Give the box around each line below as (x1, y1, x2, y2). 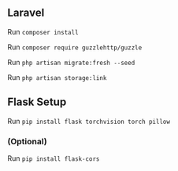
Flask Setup (7, 96, 67, 109)
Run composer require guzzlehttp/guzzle (7, 42, 143, 52)
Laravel (7, 6, 45, 20)
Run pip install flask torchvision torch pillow (7, 116, 171, 126)
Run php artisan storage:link (7, 72, 107, 82)
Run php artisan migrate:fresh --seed (7, 57, 135, 67)
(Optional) (7, 136, 48, 147)
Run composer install (7, 27, 80, 36)
